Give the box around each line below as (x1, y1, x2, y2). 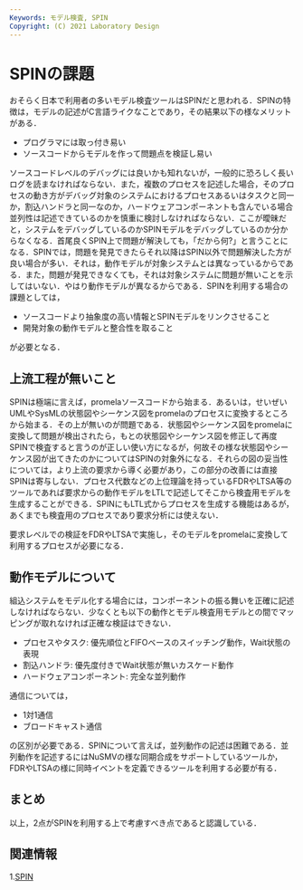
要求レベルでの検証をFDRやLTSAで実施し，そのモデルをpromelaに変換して (9, 529, 289, 540)
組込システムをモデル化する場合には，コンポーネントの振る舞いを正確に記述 (9, 595, 295, 607)
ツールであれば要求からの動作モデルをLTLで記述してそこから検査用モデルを (9, 487, 292, 498)
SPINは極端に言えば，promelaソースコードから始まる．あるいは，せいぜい (9, 397, 288, 407)
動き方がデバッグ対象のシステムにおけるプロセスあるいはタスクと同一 (33, 190, 295, 201)
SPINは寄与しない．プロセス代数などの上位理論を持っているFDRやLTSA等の (9, 476, 292, 487)
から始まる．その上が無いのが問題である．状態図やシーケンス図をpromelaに (9, 419, 293, 430)
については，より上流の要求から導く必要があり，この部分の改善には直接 (9, 464, 279, 475)
